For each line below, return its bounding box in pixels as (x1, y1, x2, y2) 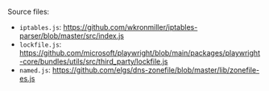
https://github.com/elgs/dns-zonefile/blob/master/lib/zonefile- (52, 65, 260, 75)
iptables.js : (19, 23, 62, 31)
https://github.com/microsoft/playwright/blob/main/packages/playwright (19, 48, 261, 57)
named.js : (19, 65, 52, 75)
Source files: (7, 7, 50, 16)
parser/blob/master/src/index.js (19, 31, 124, 40)
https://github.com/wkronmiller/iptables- (63, 23, 198, 31)
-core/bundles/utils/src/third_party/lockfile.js (19, 56, 168, 66)
